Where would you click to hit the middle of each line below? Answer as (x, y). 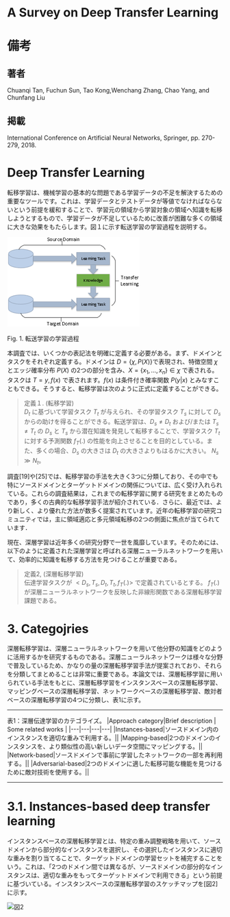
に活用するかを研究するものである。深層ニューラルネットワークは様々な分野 (115, 657)
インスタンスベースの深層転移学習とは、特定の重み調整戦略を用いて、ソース (114, 841)
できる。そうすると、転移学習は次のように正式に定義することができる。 (120, 388)
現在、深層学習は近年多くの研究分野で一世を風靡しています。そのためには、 (115, 542)
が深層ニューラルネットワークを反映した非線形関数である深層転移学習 (123, 592)
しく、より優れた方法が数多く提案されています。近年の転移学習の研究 (117, 510)
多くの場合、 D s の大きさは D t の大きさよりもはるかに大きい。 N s (127, 451)
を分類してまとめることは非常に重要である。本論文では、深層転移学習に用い (115, 674)
